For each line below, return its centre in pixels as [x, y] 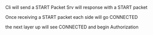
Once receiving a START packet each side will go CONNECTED [72, 17]
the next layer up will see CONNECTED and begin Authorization [72, 27]
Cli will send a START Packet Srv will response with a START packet [76, 7]
